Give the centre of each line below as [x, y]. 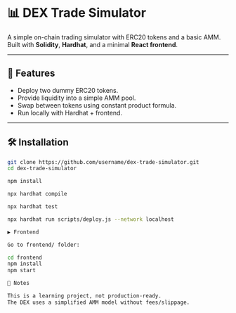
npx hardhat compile [38, 194]
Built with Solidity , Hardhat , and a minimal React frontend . [92, 44]
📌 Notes [19, 283]
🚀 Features [31, 74]
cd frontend [25, 257]
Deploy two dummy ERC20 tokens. [68, 90]
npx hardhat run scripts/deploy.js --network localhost [91, 219]
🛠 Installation [38, 142]
